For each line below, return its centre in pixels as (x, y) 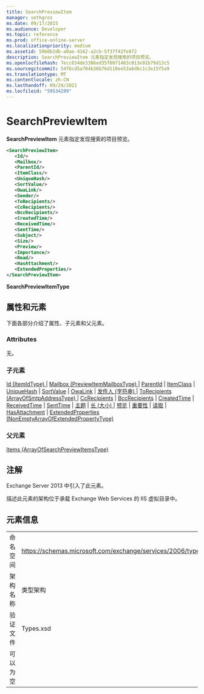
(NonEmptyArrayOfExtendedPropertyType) (60, 419)
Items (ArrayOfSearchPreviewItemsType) (57, 449)
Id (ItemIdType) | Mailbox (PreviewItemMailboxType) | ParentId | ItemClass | (101, 384)
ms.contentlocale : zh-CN (38, 80)
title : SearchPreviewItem (39, 12)
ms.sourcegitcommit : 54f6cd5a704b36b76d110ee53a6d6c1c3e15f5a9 (88, 68)
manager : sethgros (29, 18)
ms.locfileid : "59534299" (39, 91)
